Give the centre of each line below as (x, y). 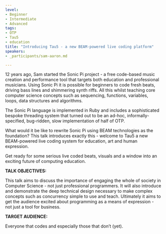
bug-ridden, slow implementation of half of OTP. (76, 121)
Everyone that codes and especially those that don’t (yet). (64, 226)
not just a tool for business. (33, 207)
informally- (138, 116)
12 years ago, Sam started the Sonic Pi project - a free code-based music (80, 75)
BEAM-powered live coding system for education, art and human (71, 141)
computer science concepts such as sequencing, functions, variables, (77, 95)
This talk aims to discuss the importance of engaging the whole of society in (83, 181)
